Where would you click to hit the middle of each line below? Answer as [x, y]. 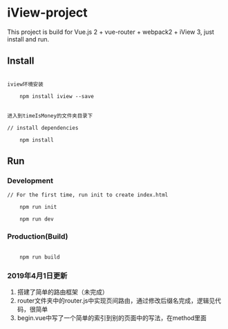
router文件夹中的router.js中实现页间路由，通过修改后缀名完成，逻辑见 [116, 301]
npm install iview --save [57, 96]
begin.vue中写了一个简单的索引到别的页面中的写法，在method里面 [112, 318]
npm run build [40, 257]
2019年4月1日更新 [37, 276]
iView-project [47, 13]
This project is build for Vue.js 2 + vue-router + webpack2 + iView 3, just [111, 32]
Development [30, 181]
